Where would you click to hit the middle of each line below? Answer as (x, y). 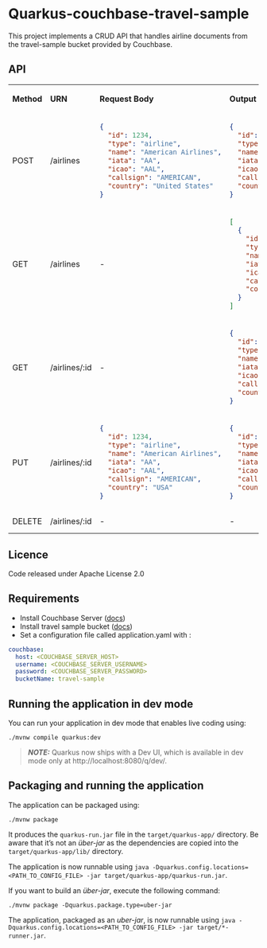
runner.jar (26, 936)
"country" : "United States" (161, 185)
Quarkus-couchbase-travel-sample (129, 14)
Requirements (44, 599)
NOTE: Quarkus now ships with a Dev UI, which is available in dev (135, 752)
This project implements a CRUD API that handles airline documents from (128, 36)
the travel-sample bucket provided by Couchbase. (91, 44)
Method (27, 99)
